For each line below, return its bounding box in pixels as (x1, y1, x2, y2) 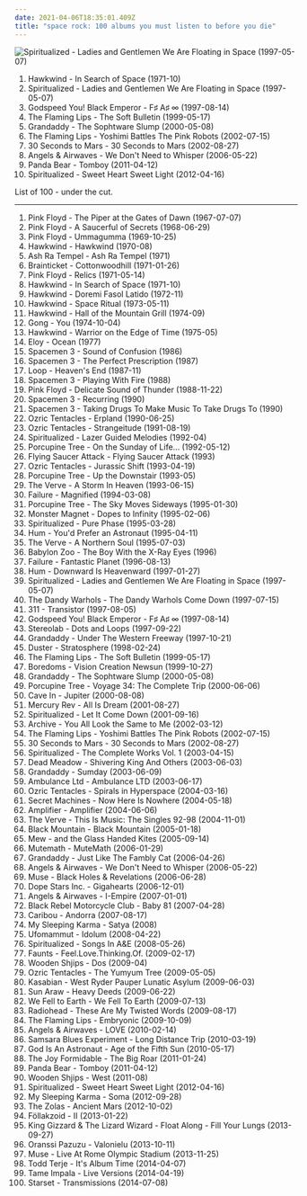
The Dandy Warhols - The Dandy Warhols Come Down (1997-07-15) (27, 594, 280, 605)
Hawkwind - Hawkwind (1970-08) (27, 240, 153, 252)
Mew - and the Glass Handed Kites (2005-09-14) (27, 833, 210, 843)
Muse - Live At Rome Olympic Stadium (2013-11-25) (27, 1148, 219, 1159)
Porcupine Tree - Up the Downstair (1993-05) (27, 469, 197, 481)
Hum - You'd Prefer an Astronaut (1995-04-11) (27, 527, 198, 538)
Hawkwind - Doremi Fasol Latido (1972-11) (27, 289, 184, 299)
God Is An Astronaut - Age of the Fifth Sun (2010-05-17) (27, 1043, 235, 1054)
